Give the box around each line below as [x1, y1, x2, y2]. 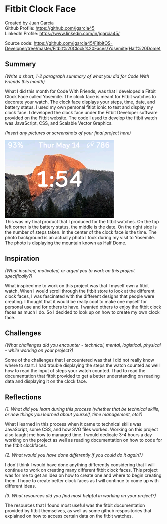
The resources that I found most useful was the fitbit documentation [5, 502, 145, 508]
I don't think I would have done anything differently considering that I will [5, 462, 155, 468]
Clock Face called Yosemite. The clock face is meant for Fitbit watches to [5, 93, 156, 99]
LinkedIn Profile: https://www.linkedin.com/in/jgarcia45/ [5, 30, 120, 36]
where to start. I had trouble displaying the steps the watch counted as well [5, 362, 160, 368]
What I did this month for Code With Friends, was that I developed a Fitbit [5, 88, 156, 94]
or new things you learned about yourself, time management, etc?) [5, 411, 143, 418]
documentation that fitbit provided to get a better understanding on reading [5, 373, 160, 379]
